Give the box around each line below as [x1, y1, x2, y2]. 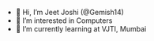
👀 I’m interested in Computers [15, 16, 113, 25]
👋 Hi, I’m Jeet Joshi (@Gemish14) [15, 8, 125, 17]
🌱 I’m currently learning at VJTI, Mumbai [15, 24, 147, 33]
